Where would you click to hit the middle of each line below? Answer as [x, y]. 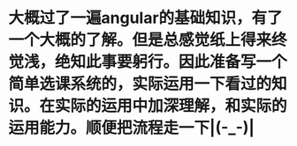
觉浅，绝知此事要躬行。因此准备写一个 [148, 62]
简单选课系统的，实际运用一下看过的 [140, 84]
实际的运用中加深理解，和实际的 [171, 106]
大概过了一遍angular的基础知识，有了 [146, 18]
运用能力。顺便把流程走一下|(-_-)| [132, 128]
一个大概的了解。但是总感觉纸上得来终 [148, 40]
